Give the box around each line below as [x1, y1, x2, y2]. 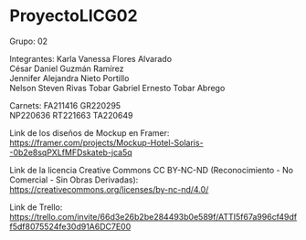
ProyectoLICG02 [9, 5, 139, 26]
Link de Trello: [9, 202, 63, 213]
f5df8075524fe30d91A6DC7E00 [9, 221, 132, 232]
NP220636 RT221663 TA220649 [9, 110, 133, 120]
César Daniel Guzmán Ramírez [9, 63, 124, 74]
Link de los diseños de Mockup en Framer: [9, 127, 170, 138]
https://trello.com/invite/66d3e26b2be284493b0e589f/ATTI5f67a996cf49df [9, 211, 298, 222]
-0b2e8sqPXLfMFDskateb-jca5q [9, 147, 132, 158]
